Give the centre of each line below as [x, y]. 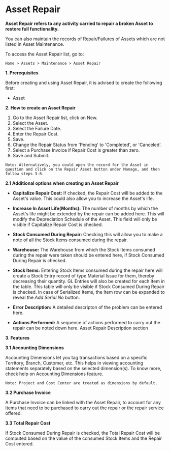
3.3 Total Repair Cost [28, 423]
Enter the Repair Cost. [36, 134]
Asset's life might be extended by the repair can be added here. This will [89, 214]
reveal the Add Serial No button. [46, 297]
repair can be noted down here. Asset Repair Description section [80, 328]
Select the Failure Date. [37, 128]
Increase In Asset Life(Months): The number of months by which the [85, 208]
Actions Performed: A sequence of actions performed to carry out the [87, 322]
